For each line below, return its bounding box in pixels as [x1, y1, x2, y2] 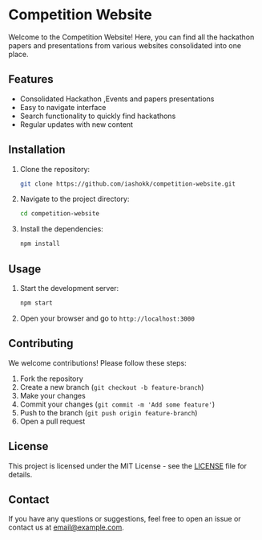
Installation [8, 143, 66, 157]
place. [8, 49, 30, 59]
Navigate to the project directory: [19, 194, 130, 204]
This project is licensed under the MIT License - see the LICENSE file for [8, 460, 247, 471]
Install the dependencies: [19, 224, 104, 234]
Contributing [8, 337, 74, 350]
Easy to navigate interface [19, 102, 107, 112]
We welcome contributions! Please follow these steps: [8, 358, 187, 367]
